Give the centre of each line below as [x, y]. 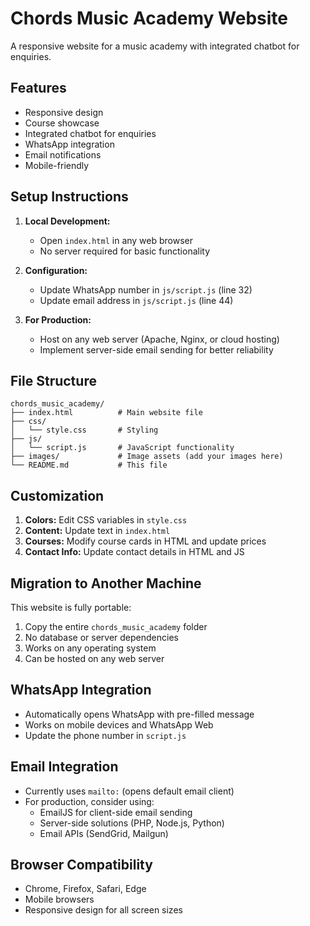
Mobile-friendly [57, 165]
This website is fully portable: [71, 607]
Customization [57, 495]
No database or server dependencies [101, 637]
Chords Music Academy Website [149, 18]
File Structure [53, 380]
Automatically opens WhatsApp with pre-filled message [139, 714]
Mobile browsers [59, 899]
